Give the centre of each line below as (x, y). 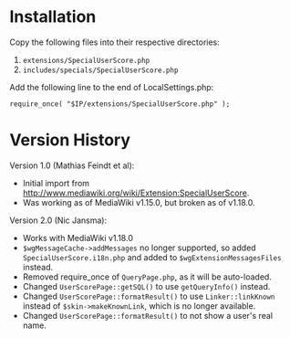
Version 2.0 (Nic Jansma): (58, 220)
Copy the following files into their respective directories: (115, 42)
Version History (70, 140)
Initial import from (56, 183)
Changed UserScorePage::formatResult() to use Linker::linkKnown (149, 296)
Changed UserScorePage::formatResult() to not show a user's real (148, 315)
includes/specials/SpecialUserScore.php (100, 70)
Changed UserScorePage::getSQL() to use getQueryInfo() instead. (146, 286)
